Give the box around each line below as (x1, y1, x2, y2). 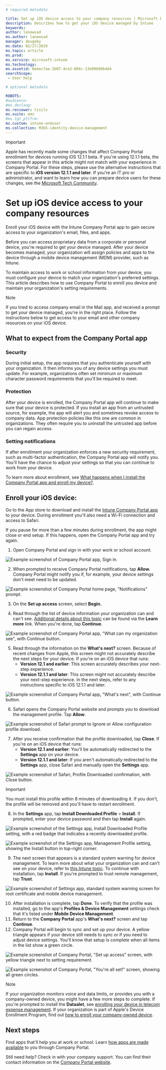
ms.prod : (5, 53, 24, 58)
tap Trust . (12, 876, 33, 882)
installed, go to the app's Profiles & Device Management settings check (12, 905, 160, 911)
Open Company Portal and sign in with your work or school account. (12, 547, 152, 552)
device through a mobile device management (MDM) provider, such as (5, 254, 149, 260)
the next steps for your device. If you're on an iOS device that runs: (12, 656, 149, 661)
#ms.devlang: (5, 103, 33, 107)
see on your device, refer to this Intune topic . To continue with (12, 865, 139, 871)
